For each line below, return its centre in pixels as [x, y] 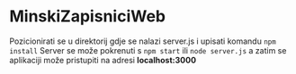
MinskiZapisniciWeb [88, 16]
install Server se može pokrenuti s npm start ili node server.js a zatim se [148, 50]
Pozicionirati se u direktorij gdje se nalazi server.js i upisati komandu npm [143, 41]
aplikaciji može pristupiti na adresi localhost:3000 [103, 60]
